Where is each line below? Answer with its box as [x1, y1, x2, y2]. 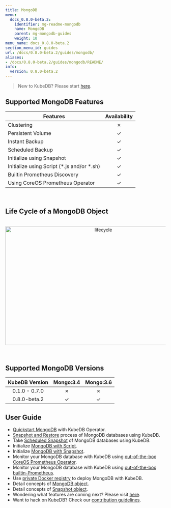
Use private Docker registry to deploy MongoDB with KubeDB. [12, 475, 144, 482]
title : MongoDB [5, 7, 38, 13]
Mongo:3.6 [84, 379, 112, 386]
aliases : [5, 54, 24, 60]
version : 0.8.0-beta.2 [10, 69, 58, 74]
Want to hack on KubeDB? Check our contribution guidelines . [12, 497, 141, 503]
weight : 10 [14, 36, 38, 41]
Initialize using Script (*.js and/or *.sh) [8, 162, 101, 170]
